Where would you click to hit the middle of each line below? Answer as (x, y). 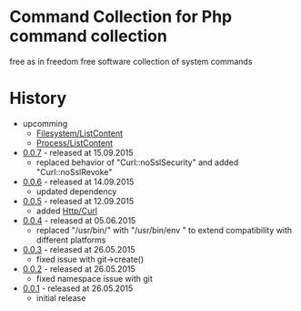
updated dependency (76, 191)
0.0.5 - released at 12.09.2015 (78, 201)
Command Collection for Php (121, 17)
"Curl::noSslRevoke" (74, 171)
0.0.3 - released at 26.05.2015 (79, 249)
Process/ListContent (75, 142)
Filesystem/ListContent (79, 133)
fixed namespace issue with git (94, 278)
